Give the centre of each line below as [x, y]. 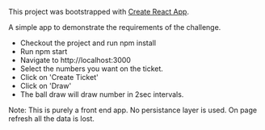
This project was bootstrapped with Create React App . [99, 12]
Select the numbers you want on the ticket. [92, 69]
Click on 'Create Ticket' [59, 77]
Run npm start [44, 51]
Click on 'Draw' [46, 86]
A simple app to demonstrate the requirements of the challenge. [115, 27]
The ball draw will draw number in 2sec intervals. [102, 94]
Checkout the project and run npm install [88, 43]
